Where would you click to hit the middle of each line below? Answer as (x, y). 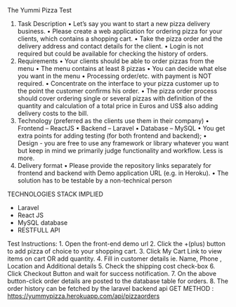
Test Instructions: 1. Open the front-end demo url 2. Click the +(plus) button (117, 244)
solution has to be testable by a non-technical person (94, 181)
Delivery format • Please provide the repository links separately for (114, 165)
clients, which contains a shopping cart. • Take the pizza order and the (120, 39)
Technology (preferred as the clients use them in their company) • (113, 121)
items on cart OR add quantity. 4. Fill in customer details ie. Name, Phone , (115, 259)
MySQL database (42, 223)
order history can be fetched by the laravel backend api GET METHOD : (111, 288)
